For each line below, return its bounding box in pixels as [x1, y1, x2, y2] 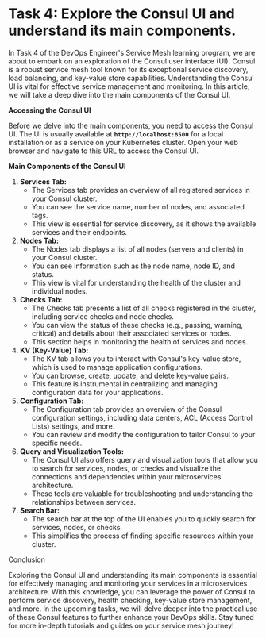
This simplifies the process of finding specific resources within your [31, 531, 254, 540]
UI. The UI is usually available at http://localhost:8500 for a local [8, 129, 224, 139]
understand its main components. [8, 21, 237, 40]
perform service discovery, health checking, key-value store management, [8, 595, 253, 605]
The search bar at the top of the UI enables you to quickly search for [31, 513, 256, 524]
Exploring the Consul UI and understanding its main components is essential [8, 570, 258, 579]
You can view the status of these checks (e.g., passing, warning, [31, 320, 244, 329]
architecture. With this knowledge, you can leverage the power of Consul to [8, 586, 256, 596]
